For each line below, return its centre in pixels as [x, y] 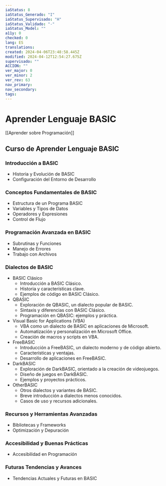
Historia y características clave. [52, 289]
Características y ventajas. [47, 353]
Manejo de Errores [32, 249]
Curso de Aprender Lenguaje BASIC [62, 149]
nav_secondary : [21, 89]
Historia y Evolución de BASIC [43, 174]
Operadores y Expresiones [40, 214]
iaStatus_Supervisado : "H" [33, 19]
